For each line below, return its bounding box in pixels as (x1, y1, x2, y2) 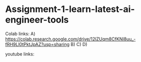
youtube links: (5, 51, 34, 57)
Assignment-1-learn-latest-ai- (5, 3, 135, 15)
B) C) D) (70, 41, 88, 47)
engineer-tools (5, 14, 69, 25)
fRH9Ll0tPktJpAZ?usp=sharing (5, 41, 69, 47)
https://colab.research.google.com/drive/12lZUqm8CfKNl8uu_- (5, 36, 136, 42)
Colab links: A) (5, 30, 36, 36)
